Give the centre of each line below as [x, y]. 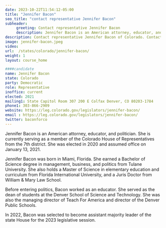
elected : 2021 [20, 97]
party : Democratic [24, 83]
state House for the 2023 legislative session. [51, 220]
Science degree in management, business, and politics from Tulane [74, 164]
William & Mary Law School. [33, 180]
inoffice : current [24, 92]
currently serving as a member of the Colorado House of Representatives [80, 139]
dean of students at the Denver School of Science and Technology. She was [83, 194]
